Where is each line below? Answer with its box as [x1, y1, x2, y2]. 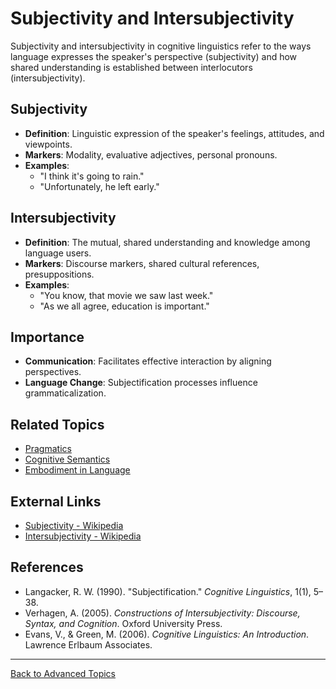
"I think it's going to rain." [39, 170, 145, 182]
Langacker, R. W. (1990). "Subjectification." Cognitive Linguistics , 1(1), [24, 585, 312, 597]
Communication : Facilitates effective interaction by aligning [24, 355, 272, 367]
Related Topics [10, 416, 105, 433]
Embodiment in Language [24, 464, 131, 476]
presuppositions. [24, 268, 95, 280]
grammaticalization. [24, 387, 107, 399]
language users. [24, 247, 92, 259]
